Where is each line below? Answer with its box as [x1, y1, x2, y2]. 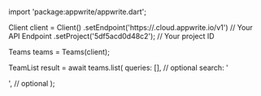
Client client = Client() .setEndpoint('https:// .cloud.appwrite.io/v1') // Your [8, 23, 254, 32]
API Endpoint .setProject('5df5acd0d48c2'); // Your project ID [8, 32, 215, 41]
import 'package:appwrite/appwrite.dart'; [8, 7, 146, 16]
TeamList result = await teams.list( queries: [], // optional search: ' [8, 63, 229, 72]
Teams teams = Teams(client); [8, 47, 110, 56]
